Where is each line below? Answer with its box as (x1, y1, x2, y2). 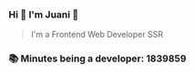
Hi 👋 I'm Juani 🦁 (8, 8, 79, 21)
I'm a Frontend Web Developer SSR (30, 29, 163, 40)
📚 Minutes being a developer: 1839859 (8, 52, 187, 65)
